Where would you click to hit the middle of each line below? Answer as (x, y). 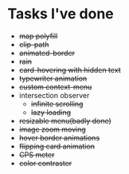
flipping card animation (57, 146)
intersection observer (54, 95)
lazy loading (51, 112)
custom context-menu (55, 87)
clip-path (34, 44)
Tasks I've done (61, 14)
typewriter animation (53, 78)
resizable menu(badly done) (65, 121)
